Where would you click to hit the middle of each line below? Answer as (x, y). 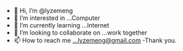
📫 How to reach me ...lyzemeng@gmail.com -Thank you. (95, 40)
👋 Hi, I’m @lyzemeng (43, 11)
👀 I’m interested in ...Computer (57, 18)
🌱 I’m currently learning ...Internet (61, 25)
